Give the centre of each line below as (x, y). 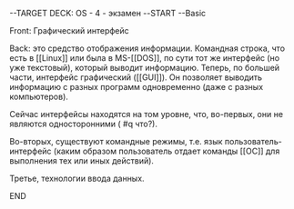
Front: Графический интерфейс (69, 30)
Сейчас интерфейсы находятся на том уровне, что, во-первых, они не (147, 114)
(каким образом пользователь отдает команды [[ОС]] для (167, 151)
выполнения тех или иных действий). (82, 161)
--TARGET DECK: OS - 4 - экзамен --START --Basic (108, 13)
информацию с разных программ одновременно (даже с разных (137, 87)
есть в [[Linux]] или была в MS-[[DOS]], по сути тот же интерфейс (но (145, 58)
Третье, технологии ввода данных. (77, 178)
